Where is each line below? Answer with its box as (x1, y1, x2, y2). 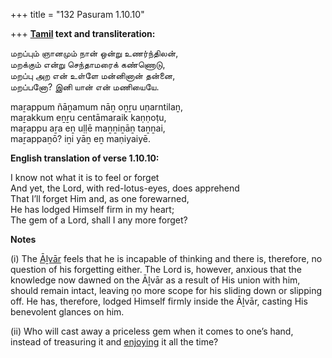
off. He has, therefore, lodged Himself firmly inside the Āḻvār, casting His (10, 295, 308, 307)
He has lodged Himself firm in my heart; (10, 204, 175, 215)
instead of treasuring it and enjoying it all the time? (10, 336, 219, 348)
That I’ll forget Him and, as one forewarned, (10, 193, 190, 204)
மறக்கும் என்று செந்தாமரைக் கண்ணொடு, (10, 59, 166, 70)
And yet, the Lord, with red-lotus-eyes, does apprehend (10, 182, 240, 194)
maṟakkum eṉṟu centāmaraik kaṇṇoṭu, (10, 112, 167, 123)
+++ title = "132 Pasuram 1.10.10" (10, 9, 145, 20)
